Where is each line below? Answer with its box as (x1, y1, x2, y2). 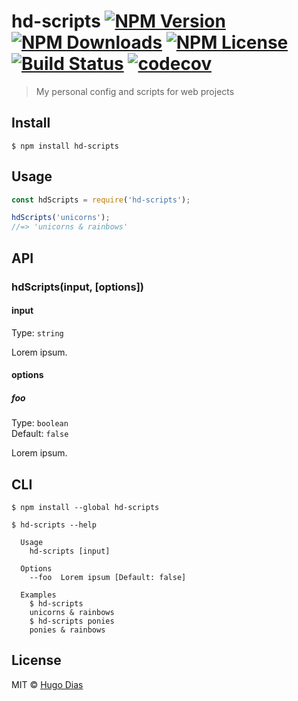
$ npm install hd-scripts (11, 141, 119, 151)
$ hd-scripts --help (11, 520, 98, 530)
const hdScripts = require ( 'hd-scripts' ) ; (11, 195, 191, 205)
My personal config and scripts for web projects (35, 85, 235, 97)
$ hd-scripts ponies (29, 616, 115, 627)
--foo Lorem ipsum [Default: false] (29, 573, 187, 583)
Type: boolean (11, 417, 69, 429)
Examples (20, 590, 57, 600)
